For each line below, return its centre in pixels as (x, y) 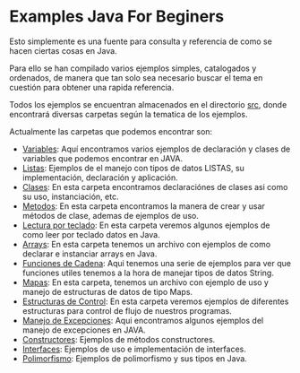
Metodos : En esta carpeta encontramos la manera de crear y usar (144, 206)
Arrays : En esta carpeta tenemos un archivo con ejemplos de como (146, 244)
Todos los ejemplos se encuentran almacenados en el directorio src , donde (148, 104)
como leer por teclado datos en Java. (91, 234)
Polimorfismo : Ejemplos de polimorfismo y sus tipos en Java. (135, 358)
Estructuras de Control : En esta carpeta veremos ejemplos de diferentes (155, 301)
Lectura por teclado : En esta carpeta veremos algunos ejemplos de (146, 225)
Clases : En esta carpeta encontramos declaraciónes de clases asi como (155, 186)
